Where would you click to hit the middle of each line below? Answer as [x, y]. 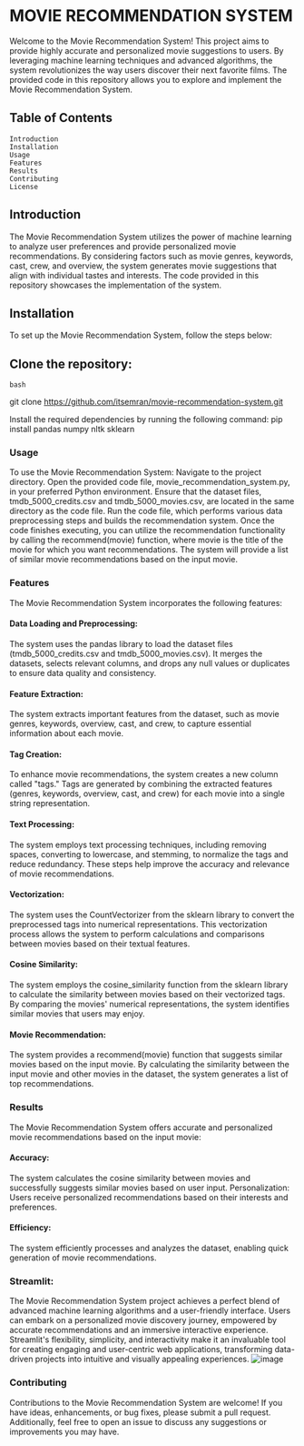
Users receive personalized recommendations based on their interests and [149, 1197]
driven [21, 1359]
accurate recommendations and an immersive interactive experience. [139, 1330]
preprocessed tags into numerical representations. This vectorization [138, 924]
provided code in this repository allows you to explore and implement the [146, 79]
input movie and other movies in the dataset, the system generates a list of [149, 1074]
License [24, 187]
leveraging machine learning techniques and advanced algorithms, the [141, 60]
